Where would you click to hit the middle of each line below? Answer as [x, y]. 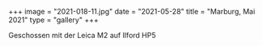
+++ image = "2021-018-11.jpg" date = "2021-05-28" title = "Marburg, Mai [132, 11]
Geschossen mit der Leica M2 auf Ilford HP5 [82, 35]
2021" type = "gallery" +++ [53, 20]
